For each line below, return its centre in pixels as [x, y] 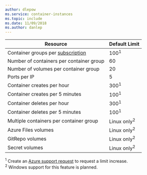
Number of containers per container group [56, 61]
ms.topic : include [24, 18]
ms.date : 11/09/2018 [26, 23]
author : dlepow [20, 9]
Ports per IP [21, 77]
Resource [56, 44]
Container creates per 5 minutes [45, 94]
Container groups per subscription [47, 52]
